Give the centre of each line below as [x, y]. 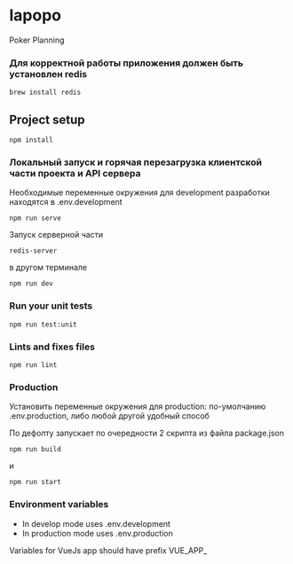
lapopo [36, 16]
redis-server [33, 251]
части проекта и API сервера [75, 173]
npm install [31, 140]
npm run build [36, 450]
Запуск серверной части [56, 235]
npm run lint [33, 364]
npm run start [36, 482]
